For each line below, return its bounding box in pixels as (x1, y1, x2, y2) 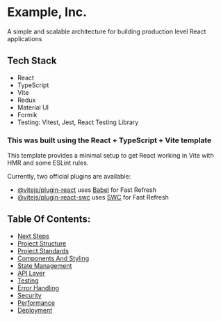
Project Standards (17, 246, 69, 255)
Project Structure (17, 239, 67, 248)
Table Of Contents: (7, 214, 91, 225)
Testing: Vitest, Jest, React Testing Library (17, 118, 139, 126)
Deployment (17, 306, 53, 314)
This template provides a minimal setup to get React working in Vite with (7, 151, 214, 160)
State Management (17, 261, 72, 269)
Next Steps (17, 232, 50, 240)
